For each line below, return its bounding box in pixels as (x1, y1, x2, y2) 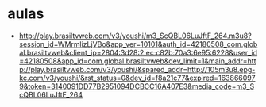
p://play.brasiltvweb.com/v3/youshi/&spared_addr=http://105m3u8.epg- (18, 64, 256, 74)
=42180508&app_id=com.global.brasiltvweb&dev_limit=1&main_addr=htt (18, 56, 256, 66)
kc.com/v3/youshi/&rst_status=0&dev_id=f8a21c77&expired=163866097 (18, 73, 256, 82)
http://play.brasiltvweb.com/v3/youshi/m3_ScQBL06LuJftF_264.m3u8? (18, 31, 252, 40)
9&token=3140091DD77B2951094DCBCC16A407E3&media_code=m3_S (18, 81, 255, 91)
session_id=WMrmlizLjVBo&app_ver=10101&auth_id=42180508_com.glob (18, 39, 258, 48)
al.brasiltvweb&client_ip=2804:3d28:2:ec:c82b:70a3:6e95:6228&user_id (18, 48, 258, 57)
